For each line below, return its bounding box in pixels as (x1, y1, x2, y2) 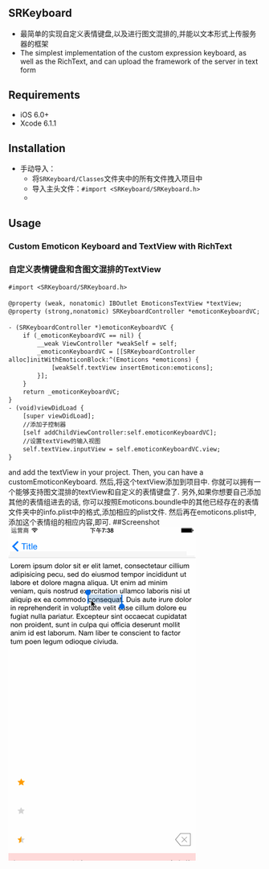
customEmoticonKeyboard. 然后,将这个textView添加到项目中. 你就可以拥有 (8, 477, 255, 487)
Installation (8, 142, 66, 155)
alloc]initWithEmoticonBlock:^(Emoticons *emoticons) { (8, 356, 199, 364)
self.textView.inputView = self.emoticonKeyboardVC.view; (22, 446, 221, 454)
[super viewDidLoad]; (22, 412, 95, 421)
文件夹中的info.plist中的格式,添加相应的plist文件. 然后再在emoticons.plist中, (8, 507, 257, 517)
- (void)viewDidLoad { (8, 404, 84, 413)
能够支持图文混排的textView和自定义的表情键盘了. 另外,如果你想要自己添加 (14, 487, 262, 497)
